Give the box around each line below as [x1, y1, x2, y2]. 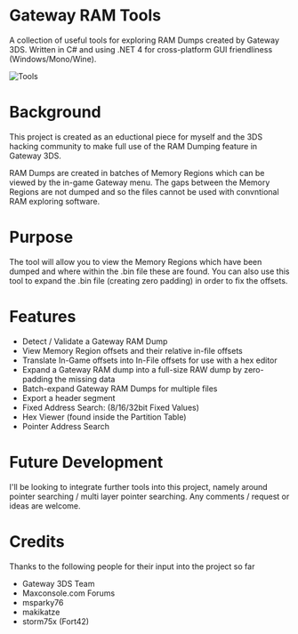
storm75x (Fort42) [21, 615, 90, 627]
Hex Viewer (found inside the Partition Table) [21, 411, 187, 422]
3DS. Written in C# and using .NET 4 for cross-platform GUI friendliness [9, 44, 273, 54]
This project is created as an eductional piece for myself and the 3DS [9, 131, 263, 142]
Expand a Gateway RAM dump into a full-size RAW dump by [21, 364, 243, 374]
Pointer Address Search [21, 421, 109, 431]
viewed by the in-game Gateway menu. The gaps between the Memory [9, 177, 270, 188]
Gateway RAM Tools [9, 5, 162, 26]
